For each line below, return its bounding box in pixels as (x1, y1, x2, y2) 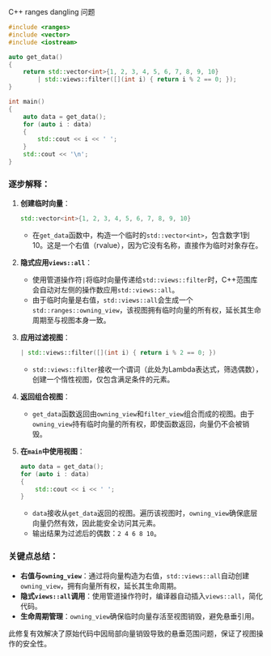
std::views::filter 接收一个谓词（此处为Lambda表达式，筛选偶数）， (32, 364, 263, 374)
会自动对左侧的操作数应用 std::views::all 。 (32, 285, 180, 295)
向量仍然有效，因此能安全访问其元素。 (32, 518, 160, 528)
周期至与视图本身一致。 (32, 315, 111, 326)
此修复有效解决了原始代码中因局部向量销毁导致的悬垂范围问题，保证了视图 (8, 628, 256, 638)
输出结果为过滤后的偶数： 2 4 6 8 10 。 (32, 529, 162, 539)
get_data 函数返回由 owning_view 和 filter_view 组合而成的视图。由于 (32, 408, 255, 419)
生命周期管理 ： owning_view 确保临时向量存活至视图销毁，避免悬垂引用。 (19, 611, 259, 621)
